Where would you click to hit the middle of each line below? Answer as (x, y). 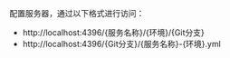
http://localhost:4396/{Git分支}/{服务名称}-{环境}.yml (122, 44)
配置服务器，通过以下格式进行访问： (77, 13)
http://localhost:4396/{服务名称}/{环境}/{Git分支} (114, 33)
